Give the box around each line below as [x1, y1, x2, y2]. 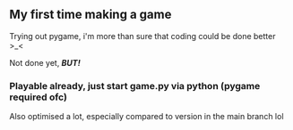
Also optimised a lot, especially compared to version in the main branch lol [9, 111, 284, 122]
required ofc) [9, 91, 67, 103]
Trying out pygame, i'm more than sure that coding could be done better [9, 30, 276, 41]
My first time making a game [9, 7, 172, 22]
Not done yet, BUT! [9, 57, 81, 68]
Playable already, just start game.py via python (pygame [9, 79, 261, 92]
